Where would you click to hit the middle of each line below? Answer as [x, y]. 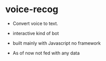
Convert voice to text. [35, 23]
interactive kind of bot [36, 33]
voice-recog [32, 9]
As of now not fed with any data [46, 53]
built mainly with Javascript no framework [57, 43]
